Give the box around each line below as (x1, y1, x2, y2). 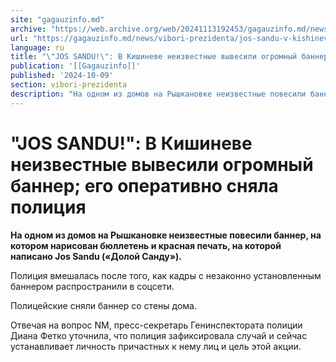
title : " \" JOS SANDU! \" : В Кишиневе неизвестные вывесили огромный (10, 52, 298, 62)
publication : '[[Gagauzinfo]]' (10, 61, 141, 71)
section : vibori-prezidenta (10, 80, 128, 90)
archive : (10, 24, 47, 34)
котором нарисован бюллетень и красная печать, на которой (10, 239, 282, 251)
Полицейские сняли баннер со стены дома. (10, 299, 197, 311)
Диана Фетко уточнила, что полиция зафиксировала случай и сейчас (10, 329, 308, 341)
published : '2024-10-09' (10, 71, 114, 81)
